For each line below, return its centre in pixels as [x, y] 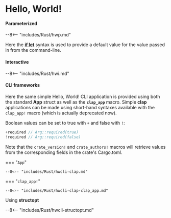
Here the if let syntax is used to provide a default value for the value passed [85, 45]
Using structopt [22, 200]
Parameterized [21, 23]
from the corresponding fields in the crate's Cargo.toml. [64, 152]
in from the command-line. [33, 50]
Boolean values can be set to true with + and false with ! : [65, 123]
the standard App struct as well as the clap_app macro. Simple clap [76, 102]
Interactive [17, 62]
